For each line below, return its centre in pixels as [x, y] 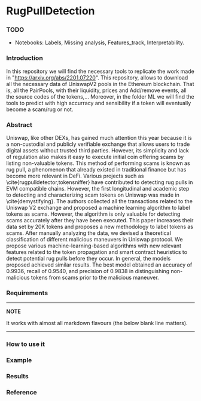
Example [19, 360]
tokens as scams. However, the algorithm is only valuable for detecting [93, 214]
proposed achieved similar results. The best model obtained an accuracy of [99, 265]
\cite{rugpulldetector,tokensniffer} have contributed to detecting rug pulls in [100, 182]
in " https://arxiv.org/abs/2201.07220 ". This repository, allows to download [97, 77]
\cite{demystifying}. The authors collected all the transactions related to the [100, 201]
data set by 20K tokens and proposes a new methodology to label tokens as [100, 227]
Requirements [27, 293]
